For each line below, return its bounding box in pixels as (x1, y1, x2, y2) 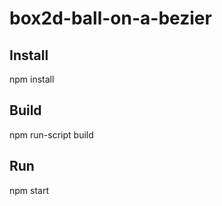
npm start (9, 184, 50, 196)
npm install (9, 73, 55, 85)
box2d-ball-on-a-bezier (9, 7, 212, 30)
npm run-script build (9, 128, 94, 141)
